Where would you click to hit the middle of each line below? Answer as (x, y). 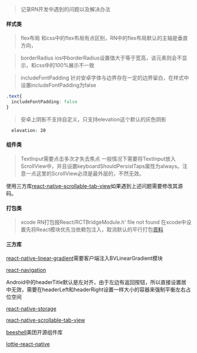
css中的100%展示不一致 (65, 65)
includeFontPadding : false (44, 102)
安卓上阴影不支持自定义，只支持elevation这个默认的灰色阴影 (93, 119)
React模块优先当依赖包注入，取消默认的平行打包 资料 (100, 230)
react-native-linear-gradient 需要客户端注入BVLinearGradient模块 (84, 258)
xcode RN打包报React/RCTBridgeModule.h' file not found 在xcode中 (103, 222)
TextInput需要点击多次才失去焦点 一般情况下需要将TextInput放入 (98, 159)
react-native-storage (31, 309)
